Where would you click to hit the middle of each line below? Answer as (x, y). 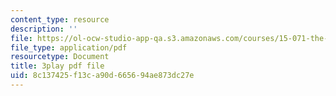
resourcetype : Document (60, 57)
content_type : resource (60, 19)
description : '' (44, 29)
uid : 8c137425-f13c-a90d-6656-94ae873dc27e (102, 76)
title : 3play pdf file (57, 66)
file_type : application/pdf (69, 47)
